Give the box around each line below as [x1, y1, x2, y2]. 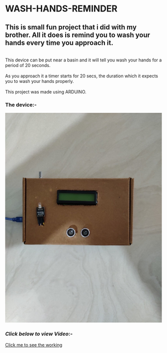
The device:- [5, 101, 37, 108]
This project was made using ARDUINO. [5, 89, 87, 95]
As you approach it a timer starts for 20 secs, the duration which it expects [5, 73, 158, 79]
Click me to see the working [5, 342, 63, 348]
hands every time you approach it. [5, 38, 113, 47]
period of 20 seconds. [5, 62, 51, 68]
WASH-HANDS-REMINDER [5, 3, 118, 14]
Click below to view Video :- [5, 331, 73, 338]
